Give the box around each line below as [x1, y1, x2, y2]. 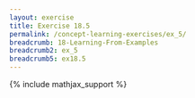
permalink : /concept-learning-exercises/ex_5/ [9, 29, 187, 38]
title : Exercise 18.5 [9, 21, 91, 30]
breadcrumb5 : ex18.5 [9, 54, 87, 63]
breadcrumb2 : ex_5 [9, 46, 78, 55]
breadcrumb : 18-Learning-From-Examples [9, 37, 159, 47]
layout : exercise [9, 12, 75, 22]
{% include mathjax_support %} [9, 79, 128, 89]
